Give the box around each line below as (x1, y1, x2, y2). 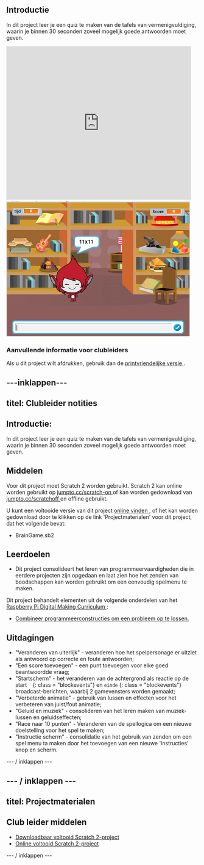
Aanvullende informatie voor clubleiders (6, 346, 128, 354)
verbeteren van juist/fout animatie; (15, 701, 102, 708)
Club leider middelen (6, 817, 87, 828)
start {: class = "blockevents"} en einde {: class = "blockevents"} (15, 681, 182, 689)
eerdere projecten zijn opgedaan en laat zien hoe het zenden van (15, 572, 179, 579)
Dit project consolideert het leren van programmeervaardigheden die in (15, 565, 194, 573)
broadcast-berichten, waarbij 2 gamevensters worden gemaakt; (15, 688, 175, 695)
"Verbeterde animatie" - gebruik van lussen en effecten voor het (15, 694, 177, 701)
